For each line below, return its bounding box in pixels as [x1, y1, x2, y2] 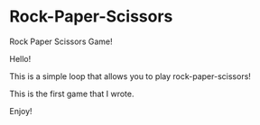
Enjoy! [9, 105, 33, 116]
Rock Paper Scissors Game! [9, 36, 113, 47]
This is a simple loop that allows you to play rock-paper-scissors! [9, 70, 251, 82]
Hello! [9, 53, 32, 64]
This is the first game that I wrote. [9, 88, 135, 99]
